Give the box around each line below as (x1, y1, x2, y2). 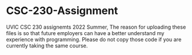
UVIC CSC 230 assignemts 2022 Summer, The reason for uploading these (6, 23, 187, 30)
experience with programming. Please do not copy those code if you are (6, 36, 181, 43)
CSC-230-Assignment (6, 4, 118, 18)
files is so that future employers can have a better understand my (6, 29, 165, 36)
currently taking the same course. (6, 42, 88, 49)
